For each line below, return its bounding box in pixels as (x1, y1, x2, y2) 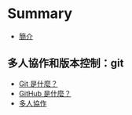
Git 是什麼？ (18, 79, 58, 88)
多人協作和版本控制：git (7, 56, 124, 70)
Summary (7, 5, 72, 23)
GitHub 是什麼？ (18, 88, 71, 98)
